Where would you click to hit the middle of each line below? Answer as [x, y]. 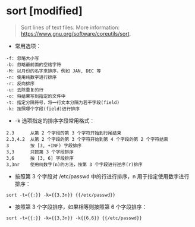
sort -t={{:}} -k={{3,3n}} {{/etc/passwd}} [61, 195]
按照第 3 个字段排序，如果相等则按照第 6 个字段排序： [81, 207]
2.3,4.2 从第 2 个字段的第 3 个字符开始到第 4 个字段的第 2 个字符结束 [87, 139]
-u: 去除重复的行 [25, 90]
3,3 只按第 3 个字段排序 [40, 152]
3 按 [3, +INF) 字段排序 [44, 146]
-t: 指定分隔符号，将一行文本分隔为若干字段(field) [63, 102]
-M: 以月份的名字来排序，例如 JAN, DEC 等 [54, 71]
